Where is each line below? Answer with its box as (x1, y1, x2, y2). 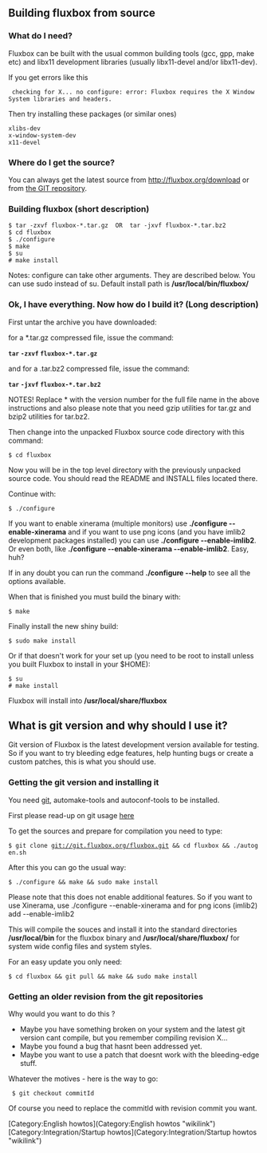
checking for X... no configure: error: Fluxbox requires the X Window (11, 88, 255, 96)
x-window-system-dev (8, 131, 77, 139)
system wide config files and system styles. (8, 941, 152, 951)
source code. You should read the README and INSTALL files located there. (8, 473, 258, 483)
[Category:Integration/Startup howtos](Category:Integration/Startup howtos (8, 1127, 257, 1137)
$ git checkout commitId (11, 1089, 94, 1097)
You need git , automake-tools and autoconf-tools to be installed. (8, 795, 220, 805)
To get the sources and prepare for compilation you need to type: (8, 826, 223, 836)
